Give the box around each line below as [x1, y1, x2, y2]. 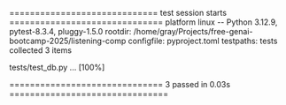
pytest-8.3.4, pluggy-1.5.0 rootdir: [9, 26, 132, 36]
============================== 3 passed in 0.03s [9, 79, 231, 89]
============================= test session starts [9, 8, 228, 18]
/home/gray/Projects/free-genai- [133, 26, 253, 36]
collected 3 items [9, 45, 73, 56]
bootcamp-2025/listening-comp [9, 35, 127, 46]
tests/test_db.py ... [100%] [9, 62, 105, 72]
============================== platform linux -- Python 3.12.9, [9, 17, 278, 27]
